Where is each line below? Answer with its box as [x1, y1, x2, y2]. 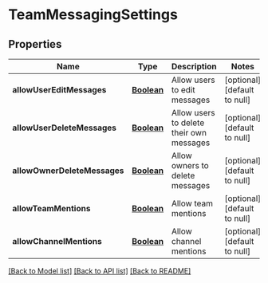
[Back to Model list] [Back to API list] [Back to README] [8, 266, 191, 276]
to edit [171, 85, 195, 95]
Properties [8, 37, 62, 51]
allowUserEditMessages [12, 85, 107, 95]
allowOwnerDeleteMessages [12, 165, 124, 176]
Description [171, 61, 217, 72]
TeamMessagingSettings [8, 6, 178, 24]
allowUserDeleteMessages [12, 122, 117, 133]
